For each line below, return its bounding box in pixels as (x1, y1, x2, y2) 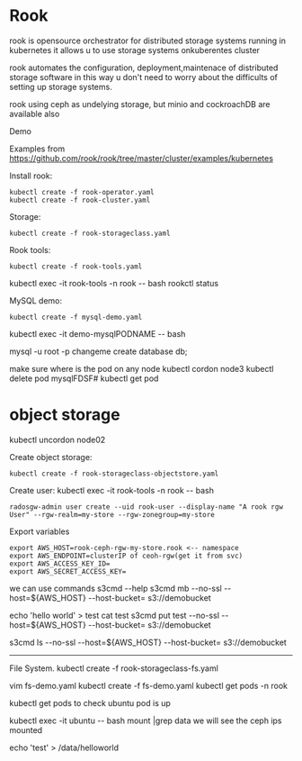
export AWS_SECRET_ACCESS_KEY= (9, 566, 127, 576)
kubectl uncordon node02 (9, 434, 106, 445)
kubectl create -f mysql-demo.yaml (9, 313, 143, 322)
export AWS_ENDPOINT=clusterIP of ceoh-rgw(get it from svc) (9, 551, 244, 560)
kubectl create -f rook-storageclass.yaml (9, 229, 171, 238)
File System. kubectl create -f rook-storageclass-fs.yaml (9, 663, 218, 674)
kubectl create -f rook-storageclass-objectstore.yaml (9, 469, 219, 478)
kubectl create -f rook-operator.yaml (9, 187, 155, 196)
